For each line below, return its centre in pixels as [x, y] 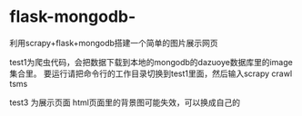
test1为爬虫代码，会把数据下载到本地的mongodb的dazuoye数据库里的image [151, 62]
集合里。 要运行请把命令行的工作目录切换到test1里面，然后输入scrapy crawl [151, 73]
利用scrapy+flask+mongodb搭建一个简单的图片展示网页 [114, 43]
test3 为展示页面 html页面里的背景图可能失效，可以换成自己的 [125, 102]
